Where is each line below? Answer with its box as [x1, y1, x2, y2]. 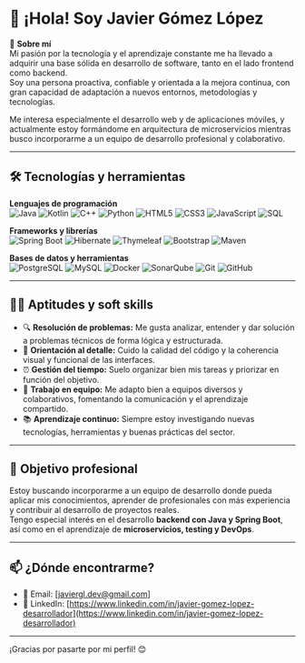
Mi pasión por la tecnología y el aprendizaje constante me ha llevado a [9, 47, 273, 58]
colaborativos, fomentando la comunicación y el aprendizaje [22, 393, 249, 404]
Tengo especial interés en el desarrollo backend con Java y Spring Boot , [9, 514, 283, 526]
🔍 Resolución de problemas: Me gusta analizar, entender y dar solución [22, 322, 295, 333]
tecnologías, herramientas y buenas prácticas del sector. [22, 427, 236, 437]
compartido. [22, 403, 69, 414]
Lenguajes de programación [9, 197, 118, 208]
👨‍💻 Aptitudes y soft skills [9, 297, 154, 313]
